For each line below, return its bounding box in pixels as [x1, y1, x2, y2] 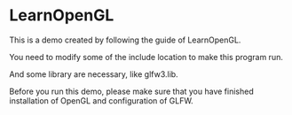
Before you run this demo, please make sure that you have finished [9, 86, 255, 96]
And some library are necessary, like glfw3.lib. [9, 68, 179, 80]
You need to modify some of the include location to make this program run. [9, 51, 284, 62]
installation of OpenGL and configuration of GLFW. [9, 95, 193, 106]
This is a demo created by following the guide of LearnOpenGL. [9, 34, 241, 45]
